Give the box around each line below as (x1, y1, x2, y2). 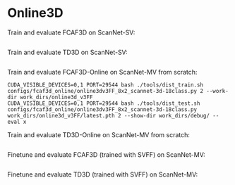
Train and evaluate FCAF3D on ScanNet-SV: (7, 28, 135, 37)
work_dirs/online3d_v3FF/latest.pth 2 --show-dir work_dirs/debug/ (7, 112, 210, 119)
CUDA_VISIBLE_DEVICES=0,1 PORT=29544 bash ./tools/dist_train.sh (7, 81, 203, 89)
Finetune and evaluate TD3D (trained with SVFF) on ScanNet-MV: (7, 170, 198, 179)
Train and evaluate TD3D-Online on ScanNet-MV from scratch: (7, 130, 191, 139)
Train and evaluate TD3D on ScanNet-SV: (7, 48, 128, 56)
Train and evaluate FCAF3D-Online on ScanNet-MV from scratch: (7, 68, 198, 76)
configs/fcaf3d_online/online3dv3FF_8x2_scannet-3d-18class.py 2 (7, 87, 203, 94)
